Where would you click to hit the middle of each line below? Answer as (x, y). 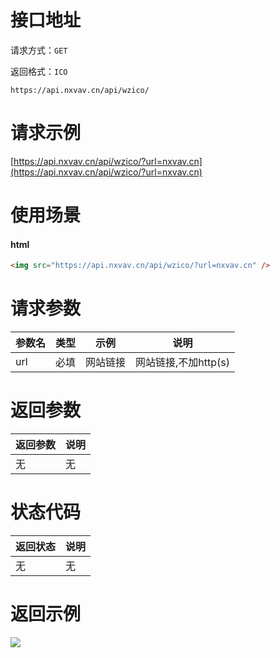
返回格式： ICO (39, 71)
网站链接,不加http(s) (183, 363)
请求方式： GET (39, 50)
